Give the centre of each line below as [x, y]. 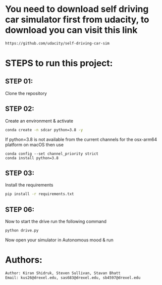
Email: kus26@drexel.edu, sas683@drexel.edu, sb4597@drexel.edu [73, 278]
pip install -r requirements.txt [40, 194]
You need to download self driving [77, 9]
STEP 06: [20, 210]
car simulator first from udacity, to [77, 20]
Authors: [24, 260]
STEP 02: [20, 109]
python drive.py [22, 231]
